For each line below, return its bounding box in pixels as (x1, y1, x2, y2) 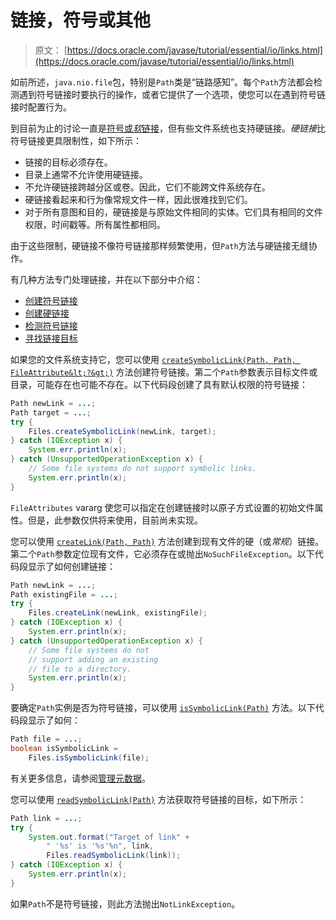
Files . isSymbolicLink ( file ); (28, 752, 150, 763)
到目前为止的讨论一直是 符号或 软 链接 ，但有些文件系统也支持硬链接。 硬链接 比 (10, 122, 326, 134)
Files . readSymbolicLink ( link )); (46, 851, 182, 861)
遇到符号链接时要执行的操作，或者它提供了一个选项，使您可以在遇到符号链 (18, 88, 326, 100)
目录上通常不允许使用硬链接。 (24, 168, 148, 180)
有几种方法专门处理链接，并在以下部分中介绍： (10, 273, 203, 285)
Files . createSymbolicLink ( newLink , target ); (28, 426, 217, 436)
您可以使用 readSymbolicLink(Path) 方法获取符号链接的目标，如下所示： (10, 793, 307, 805)
